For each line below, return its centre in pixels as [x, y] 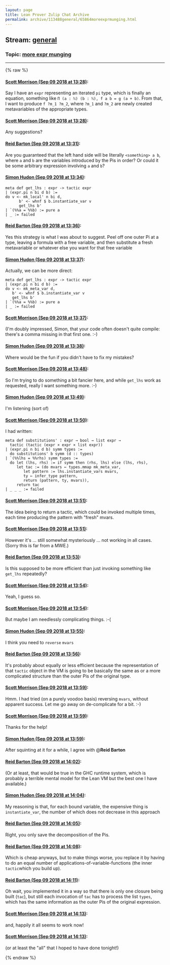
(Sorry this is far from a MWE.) [37, 545]
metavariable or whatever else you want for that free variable [69, 248]
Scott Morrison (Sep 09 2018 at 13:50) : [47, 420]
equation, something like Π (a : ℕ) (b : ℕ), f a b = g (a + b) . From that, [84, 98]
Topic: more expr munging [38, 54]
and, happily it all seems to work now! [45, 925]
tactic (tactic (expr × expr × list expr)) [56, 445]
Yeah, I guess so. [23, 597]
